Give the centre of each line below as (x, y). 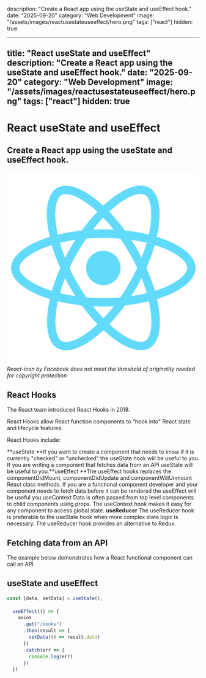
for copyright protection (37, 376)
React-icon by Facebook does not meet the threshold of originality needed (101, 369)
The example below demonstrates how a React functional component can (100, 558)
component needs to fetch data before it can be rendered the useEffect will (102, 491)
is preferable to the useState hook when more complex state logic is (93, 517)
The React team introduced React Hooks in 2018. (68, 410)
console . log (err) (51, 657)
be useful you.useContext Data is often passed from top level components (101, 498)
